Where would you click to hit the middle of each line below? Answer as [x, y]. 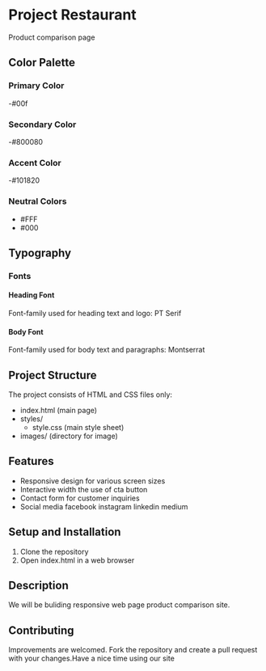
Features [31, 461]
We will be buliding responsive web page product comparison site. [119, 605]
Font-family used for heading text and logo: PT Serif [95, 314]
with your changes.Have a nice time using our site [92, 658]
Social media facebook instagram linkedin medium [104, 506]
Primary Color [36, 86]
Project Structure [53, 375]
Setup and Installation [65, 532]
